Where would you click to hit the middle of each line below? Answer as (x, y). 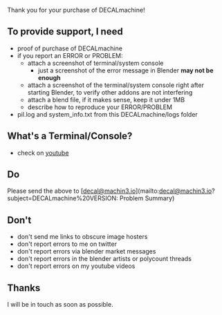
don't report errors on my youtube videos (76, 266)
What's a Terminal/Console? (70, 136)
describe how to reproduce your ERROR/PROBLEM (100, 107)
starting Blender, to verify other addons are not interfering (110, 92)
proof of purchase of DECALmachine (70, 48)
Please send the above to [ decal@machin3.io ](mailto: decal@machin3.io (110, 191)
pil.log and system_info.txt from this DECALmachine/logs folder (108, 114)
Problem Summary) (147, 198)
